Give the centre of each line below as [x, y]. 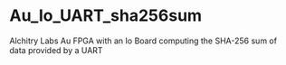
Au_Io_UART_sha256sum [105, 16]
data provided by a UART [56, 50]
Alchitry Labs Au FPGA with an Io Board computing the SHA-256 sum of [143, 41]
